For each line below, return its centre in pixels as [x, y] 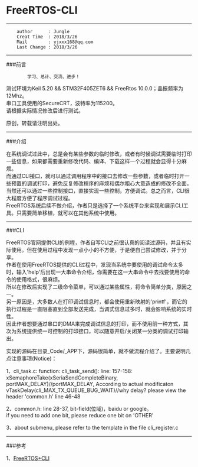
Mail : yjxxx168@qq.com [55, 42]
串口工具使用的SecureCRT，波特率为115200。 [62, 103]
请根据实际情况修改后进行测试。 [45, 111]
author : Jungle [43, 31]
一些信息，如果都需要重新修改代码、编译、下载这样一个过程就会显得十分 [94, 161]
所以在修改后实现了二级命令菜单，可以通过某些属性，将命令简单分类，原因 [96, 287]
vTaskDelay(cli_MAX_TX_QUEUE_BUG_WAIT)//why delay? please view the [96, 390]
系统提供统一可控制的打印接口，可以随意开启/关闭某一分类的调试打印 [100, 331]
